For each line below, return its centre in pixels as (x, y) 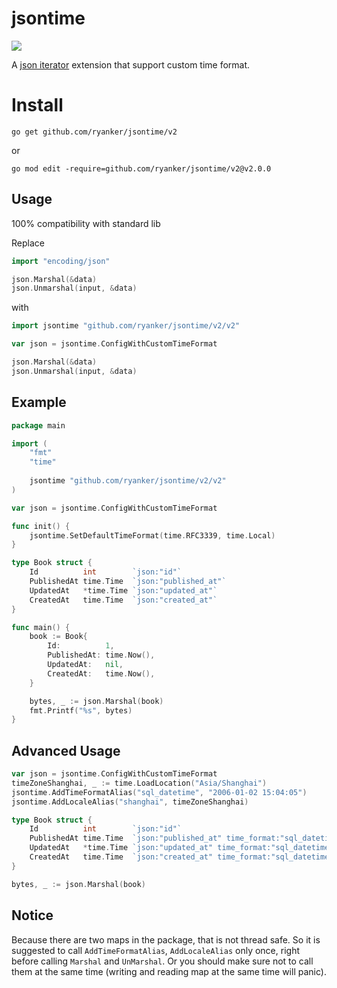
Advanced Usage (66, 750)
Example (39, 402)
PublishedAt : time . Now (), (101, 655)
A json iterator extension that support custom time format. (131, 64)
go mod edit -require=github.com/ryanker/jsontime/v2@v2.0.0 (141, 168)
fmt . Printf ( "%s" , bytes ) (81, 710)
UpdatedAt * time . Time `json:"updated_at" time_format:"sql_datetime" (181, 848)
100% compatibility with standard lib (86, 223)
